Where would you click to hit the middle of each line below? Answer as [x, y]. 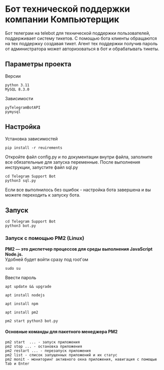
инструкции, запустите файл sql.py [42, 167]
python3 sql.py [21, 180]
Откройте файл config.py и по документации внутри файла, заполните [79, 157]
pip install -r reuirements [34, 148]
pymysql [13, 112]
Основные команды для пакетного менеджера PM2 [61, 332]
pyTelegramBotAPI [23, 107]
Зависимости [19, 98]
